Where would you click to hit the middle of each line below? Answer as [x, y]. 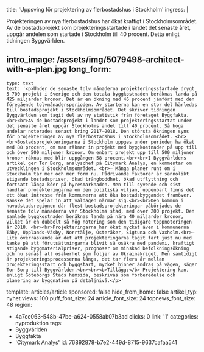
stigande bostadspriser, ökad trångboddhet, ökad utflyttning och [92, 179]
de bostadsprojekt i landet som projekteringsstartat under [114, 121]
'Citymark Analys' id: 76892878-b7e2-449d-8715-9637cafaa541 [96, 342]
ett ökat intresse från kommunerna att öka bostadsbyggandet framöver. [99, 195]
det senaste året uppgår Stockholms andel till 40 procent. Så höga [95, 126]
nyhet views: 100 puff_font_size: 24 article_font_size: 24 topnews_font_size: [101, 298]
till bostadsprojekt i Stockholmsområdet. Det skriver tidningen [91, 110]
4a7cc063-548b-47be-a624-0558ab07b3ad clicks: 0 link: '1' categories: [107, 316]
